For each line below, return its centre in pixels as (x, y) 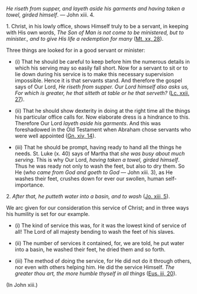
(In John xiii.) (22, 285)
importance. (29, 185)
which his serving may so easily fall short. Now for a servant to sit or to (101, 68)
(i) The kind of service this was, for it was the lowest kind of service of (100, 226)
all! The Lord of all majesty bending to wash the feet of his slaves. (95, 232)
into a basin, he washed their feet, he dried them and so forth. (90, 249)
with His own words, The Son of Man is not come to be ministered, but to (95, 32)
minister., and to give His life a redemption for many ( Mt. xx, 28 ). (85, 39)
